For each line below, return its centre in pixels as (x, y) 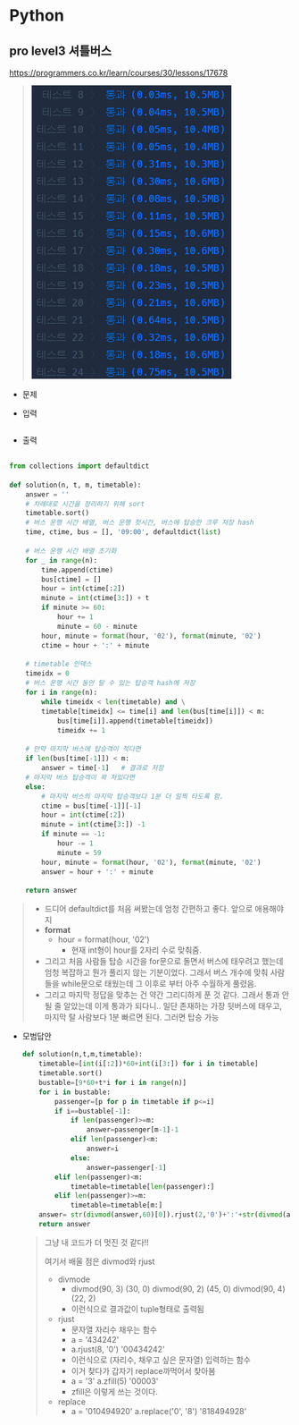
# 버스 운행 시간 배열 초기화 (71, 551)
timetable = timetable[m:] (116, 1205)
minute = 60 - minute (97, 626)
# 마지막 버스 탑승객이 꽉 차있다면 (80, 777)
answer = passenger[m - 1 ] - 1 (133, 1130)
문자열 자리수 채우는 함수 (114, 1329)
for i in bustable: (75, 1092)
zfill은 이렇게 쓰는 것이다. (115, 1391)
